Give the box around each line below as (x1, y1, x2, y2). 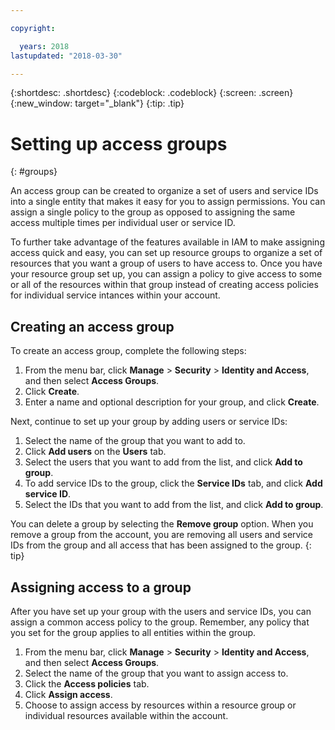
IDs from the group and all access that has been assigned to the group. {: (10, 539, 312, 551)
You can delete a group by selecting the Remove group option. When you (10, 518, 314, 530)
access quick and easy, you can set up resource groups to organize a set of (10, 247, 323, 259)
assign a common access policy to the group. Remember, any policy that (10, 616, 310, 628)
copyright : (10, 23, 56, 33)
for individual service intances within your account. (10, 289, 221, 301)
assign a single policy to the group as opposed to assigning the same (10, 206, 296, 218)
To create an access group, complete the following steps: (10, 345, 247, 357)
